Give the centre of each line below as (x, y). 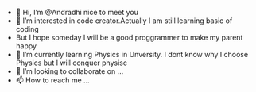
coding (27, 29)
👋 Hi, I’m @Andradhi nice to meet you (77, 12)
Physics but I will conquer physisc (71, 63)
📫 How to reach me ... (52, 80)
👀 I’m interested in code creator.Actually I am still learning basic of (124, 21)
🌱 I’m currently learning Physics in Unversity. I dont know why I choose (132, 54)
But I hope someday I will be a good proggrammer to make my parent (129, 37)
